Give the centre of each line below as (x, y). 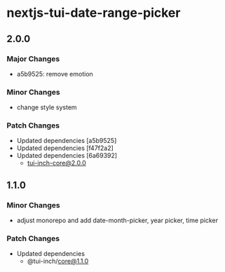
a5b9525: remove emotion (55, 74)
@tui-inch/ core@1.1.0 (58, 261)
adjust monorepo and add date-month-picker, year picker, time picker (117, 220)
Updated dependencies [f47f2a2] (65, 148)
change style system (47, 107)
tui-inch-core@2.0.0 (56, 163)
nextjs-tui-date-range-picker (94, 13)
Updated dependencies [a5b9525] (67, 141)
